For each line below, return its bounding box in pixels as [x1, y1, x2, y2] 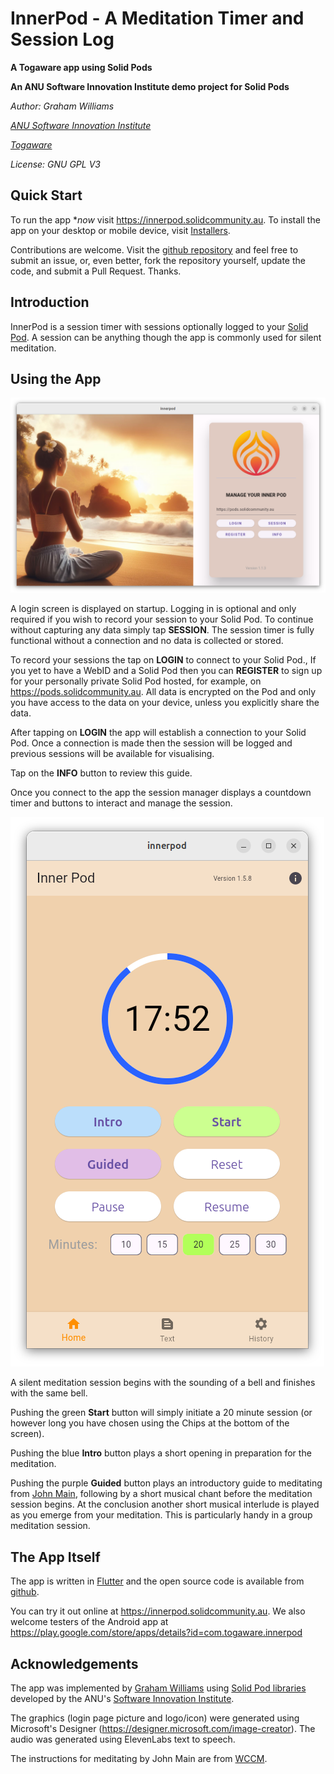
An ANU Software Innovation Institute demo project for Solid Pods [10, 80, 290, 92]
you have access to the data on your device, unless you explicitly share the [10, 697, 320, 709]
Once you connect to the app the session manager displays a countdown [10, 787, 312, 799]
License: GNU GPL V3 [10, 158, 101, 170]
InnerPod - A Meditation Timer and [10, 7, 305, 30]
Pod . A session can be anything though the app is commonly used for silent [10, 331, 322, 343]
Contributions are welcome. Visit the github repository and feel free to [10, 243, 299, 256]
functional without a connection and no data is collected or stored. [10, 635, 284, 647]
